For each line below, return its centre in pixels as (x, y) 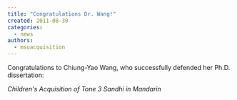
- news (24, 34)
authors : (20, 41)
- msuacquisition (40, 47)
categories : (25, 27)
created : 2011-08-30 (38, 21)
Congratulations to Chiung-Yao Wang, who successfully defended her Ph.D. (119, 67)
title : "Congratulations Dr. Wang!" (62, 14)
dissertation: (26, 75)
